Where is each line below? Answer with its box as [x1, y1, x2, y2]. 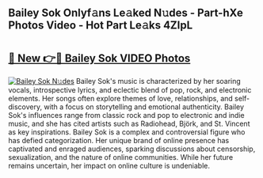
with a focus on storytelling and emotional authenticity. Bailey [43, 102, 244, 112]
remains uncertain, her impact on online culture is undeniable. [8, 161, 211, 170]
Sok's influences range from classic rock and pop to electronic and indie [8, 111, 245, 119]
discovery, [8, 102, 43, 112]
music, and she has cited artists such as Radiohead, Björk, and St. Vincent [8, 119, 250, 128]
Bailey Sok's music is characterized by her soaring [75, 77, 242, 85]
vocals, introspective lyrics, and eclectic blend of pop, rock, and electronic [8, 85, 252, 94]
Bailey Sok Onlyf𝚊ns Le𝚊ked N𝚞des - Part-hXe [8, 6, 243, 20]
